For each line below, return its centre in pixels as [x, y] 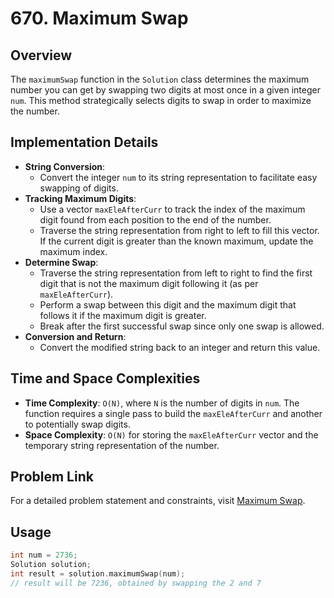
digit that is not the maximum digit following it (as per [149, 283]
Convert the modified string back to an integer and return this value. [180, 347]
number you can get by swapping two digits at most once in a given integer [165, 90]
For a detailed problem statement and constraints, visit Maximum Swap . [158, 501]
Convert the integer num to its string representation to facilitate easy [178, 177]
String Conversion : [65, 166]
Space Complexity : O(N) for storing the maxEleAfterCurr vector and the [171, 434]
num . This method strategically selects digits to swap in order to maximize [161, 100]
